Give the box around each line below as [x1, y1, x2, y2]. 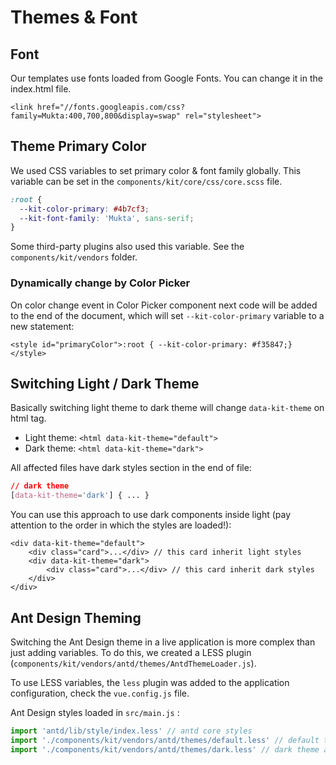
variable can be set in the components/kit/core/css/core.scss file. [10, 175, 283, 187]
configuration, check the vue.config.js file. [10, 687, 190, 699]
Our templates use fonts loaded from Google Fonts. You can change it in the [10, 72, 323, 84]
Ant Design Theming [10, 609, 142, 626]
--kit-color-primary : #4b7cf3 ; [19, 204, 150, 214]
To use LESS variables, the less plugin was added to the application [10, 676, 290, 688]
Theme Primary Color [10, 138, 147, 155]
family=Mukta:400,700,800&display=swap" [10, 111, 182, 121]
